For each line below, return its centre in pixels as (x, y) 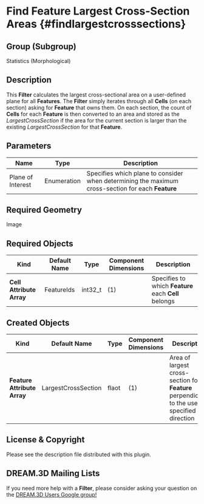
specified (182, 411)
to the (178, 403)
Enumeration (63, 181)
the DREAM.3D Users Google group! (52, 494)
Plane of (21, 177)
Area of (180, 358)
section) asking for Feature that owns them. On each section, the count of (99, 107)
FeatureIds (60, 290)
